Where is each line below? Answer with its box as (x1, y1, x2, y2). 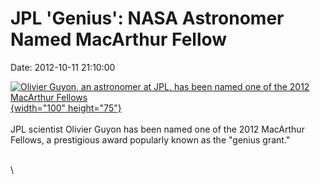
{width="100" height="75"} (10, 102, 122, 114)
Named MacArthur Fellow (10, 28, 228, 51)
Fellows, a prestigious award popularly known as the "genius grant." (10, 133, 291, 146)
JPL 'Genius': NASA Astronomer (10, 7, 285, 30)
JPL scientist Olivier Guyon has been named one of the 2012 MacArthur (10, 123, 305, 135)
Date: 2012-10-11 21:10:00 (10, 61, 116, 73)
